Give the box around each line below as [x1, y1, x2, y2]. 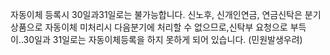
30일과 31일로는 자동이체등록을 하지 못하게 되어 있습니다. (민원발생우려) [23, 34, 303, 45]
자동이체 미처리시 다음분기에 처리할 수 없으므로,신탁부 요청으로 [44, 21, 288, 33]
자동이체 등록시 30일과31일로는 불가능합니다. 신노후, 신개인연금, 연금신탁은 [10, 9, 303, 20]
